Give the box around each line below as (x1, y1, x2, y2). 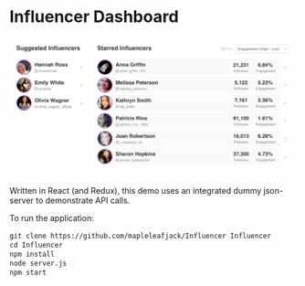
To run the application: (9, 212, 94, 223)
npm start (9, 268, 47, 277)
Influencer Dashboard (9, 6, 180, 27)
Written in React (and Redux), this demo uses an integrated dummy (9, 185, 262, 196)
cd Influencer (9, 240, 64, 249)
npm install (9, 249, 55, 259)
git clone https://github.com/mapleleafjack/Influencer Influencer (9, 231, 272, 240)
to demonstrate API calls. (36, 195, 131, 206)
